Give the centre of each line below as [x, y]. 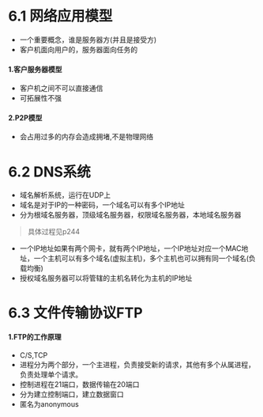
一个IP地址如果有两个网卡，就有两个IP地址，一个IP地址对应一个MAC [130, 248]
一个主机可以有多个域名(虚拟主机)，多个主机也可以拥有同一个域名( [141, 259]
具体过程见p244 [54, 232]
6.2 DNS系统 [49, 172]
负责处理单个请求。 [51, 374]
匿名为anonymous [49, 404]
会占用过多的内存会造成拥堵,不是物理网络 [86, 137]
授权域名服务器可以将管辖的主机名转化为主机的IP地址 [106, 279]
